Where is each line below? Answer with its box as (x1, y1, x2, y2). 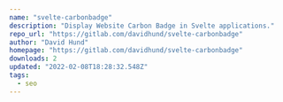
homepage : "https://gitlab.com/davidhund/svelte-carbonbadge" (9, 46, 243, 55)
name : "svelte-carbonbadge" (9, 12, 113, 22)
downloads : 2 (9, 54, 57, 63)
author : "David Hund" (9, 37, 89, 47)
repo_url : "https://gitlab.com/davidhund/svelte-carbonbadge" (9, 29, 243, 38)
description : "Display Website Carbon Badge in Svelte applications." (9, 21, 275, 30)
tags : (9, 71, 29, 80)
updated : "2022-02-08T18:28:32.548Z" (9, 63, 149, 72)
